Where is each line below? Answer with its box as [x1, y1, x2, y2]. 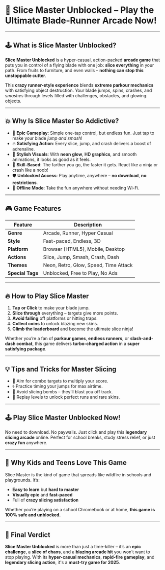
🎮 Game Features [5, 204, 61, 213]
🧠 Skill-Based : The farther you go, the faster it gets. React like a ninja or [12, 161, 158, 167]
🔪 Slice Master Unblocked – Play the [5, 4, 154, 16]
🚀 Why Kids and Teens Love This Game [5, 458, 127, 467]
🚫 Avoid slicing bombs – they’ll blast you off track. [12, 389, 113, 394]
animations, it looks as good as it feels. [12, 156, 91, 162]
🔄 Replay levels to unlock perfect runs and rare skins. [12, 394, 120, 400]
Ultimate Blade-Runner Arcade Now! [5, 15, 157, 26]
